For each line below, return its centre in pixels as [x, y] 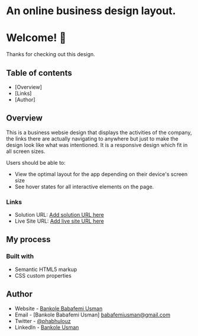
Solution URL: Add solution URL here [59, 215]
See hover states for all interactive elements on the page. [84, 187]
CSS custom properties [43, 275]
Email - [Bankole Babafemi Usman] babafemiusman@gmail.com [92, 315]
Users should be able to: [36, 162]
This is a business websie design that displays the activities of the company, [99, 132]
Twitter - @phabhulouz [43, 321]
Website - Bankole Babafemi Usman [59, 308]
